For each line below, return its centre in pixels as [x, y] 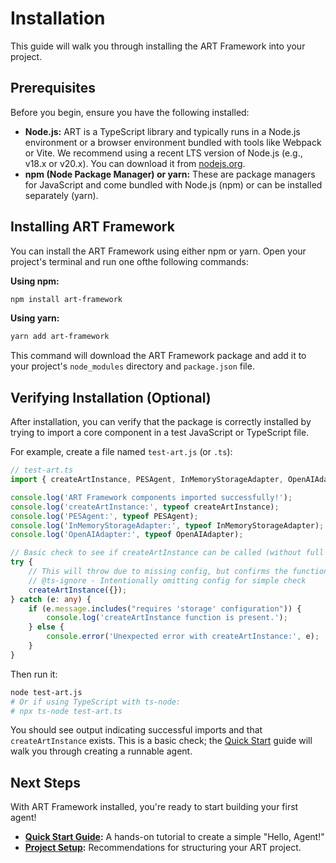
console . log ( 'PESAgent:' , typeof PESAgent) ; [104, 516]
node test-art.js [46, 692]
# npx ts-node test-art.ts [66, 711]
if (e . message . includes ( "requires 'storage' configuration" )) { [165, 608]
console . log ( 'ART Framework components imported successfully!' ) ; [151, 497]
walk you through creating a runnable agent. [101, 751]
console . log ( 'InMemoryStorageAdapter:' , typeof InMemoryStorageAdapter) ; [167, 525]
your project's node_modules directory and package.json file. [132, 366]
